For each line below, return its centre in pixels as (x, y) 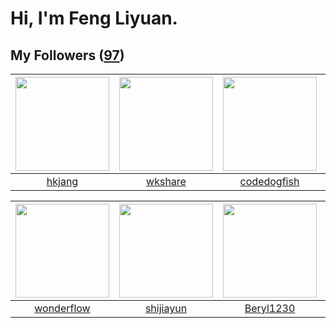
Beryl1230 (270, 308)
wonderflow (62, 308)
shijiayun (166, 308)
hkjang (62, 181)
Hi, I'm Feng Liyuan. (94, 18)
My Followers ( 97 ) (67, 55)
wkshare (166, 181)
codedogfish (269, 181)
